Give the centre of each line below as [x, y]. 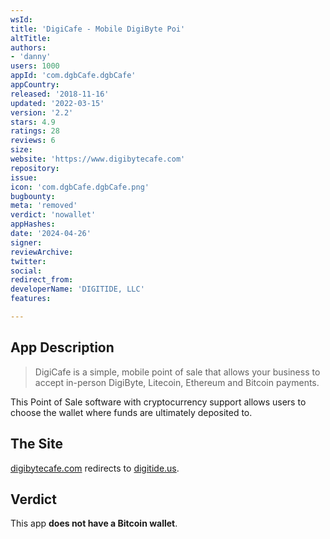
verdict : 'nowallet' [53, 215]
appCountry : [35, 85]
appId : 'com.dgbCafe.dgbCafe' [73, 76]
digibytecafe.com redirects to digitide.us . [95, 468]
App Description [62, 347]
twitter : [28, 261]
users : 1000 [35, 66]
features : [31, 299]
